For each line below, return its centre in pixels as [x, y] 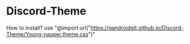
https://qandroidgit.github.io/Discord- [137, 28]
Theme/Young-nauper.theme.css [47, 34]
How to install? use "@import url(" [49, 28]
